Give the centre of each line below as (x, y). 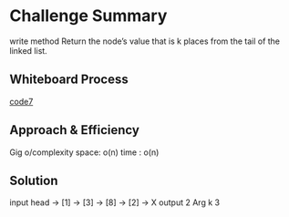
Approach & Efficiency (74, 130)
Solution (34, 180)
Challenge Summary (88, 16)
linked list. (28, 50)
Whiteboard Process (69, 80)
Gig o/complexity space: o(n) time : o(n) (84, 152)
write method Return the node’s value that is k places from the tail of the (145, 41)
